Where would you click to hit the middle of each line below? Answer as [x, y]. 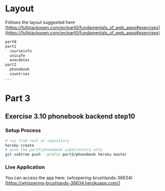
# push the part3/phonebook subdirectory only [54, 150]
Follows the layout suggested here [40, 22]
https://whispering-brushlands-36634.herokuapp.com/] [63, 183]
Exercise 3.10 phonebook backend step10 [70, 116]
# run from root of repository [37, 141]
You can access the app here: [35, 178]
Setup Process [23, 130]
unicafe [18, 56]
